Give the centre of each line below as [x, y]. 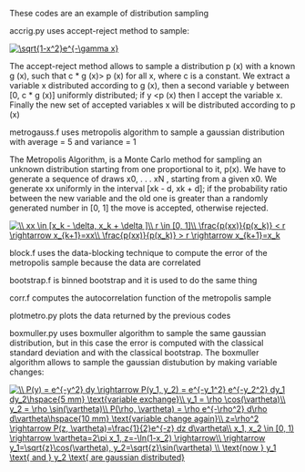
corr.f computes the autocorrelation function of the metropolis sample [140, 298]
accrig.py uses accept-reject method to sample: [99, 31]
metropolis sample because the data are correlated [105, 262]
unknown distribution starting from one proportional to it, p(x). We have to [148, 169]
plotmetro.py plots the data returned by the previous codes [120, 315]
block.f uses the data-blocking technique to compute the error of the [139, 253]
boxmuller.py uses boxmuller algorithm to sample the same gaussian [138, 333]
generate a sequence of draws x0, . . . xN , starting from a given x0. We [143, 179]
